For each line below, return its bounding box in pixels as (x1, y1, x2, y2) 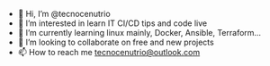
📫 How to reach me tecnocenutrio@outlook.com (17, 47, 201, 57)
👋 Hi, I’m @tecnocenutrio (17, 9, 111, 19)
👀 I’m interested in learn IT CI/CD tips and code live (17, 18, 208, 29)
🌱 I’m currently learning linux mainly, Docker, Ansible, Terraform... (17, 28, 262, 37)
